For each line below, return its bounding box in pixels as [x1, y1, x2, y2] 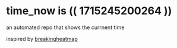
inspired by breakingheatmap [6, 35, 78, 42]
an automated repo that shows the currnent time [6, 24, 125, 31]
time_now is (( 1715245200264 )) [6, 4, 172, 18]
